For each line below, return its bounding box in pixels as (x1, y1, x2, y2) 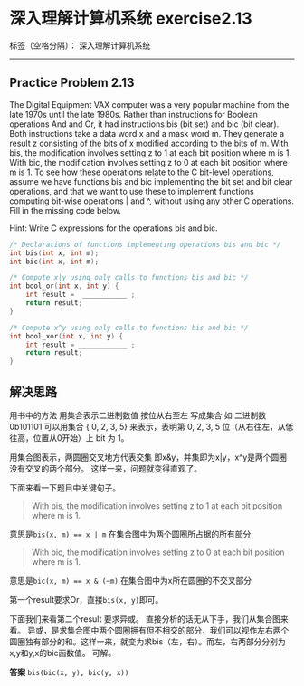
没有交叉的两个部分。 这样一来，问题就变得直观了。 (9, 462, 202, 473)
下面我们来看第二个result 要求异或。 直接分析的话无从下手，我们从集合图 (9, 613, 280, 624)
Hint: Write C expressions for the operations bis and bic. (9, 223, 219, 233)
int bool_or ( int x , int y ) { (9, 281, 119, 291)
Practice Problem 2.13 (9, 75, 135, 91)
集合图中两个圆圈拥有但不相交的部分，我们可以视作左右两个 (66, 624, 290, 635)
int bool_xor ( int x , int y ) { (9, 331, 124, 340)
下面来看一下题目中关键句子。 (9, 481, 120, 493)
